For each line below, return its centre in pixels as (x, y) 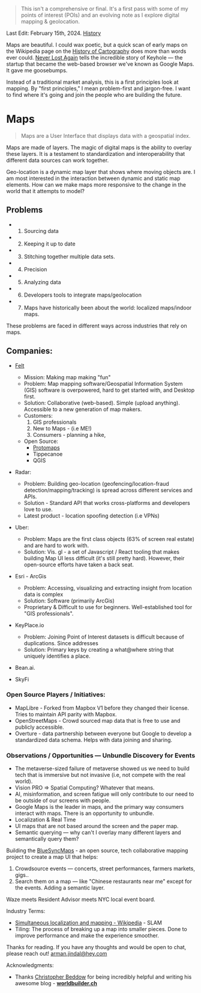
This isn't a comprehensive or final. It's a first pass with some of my (104, 9)
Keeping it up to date (50, 244)
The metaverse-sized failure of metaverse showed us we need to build (102, 769)
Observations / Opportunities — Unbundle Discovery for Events (101, 755)
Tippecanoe (48, 454)
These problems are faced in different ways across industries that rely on (97, 326)
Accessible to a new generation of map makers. (83, 409)
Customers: (38, 415)
